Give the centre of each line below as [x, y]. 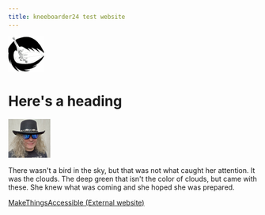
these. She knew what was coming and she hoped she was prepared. [121, 187]
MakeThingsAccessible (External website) [76, 202]
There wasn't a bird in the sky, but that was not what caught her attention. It [132, 170]
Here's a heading [65, 101]
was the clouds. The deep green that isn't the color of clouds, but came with [132, 179]
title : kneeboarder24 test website [67, 17]
